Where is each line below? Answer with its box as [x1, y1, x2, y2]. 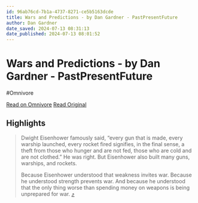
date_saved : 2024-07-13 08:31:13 [6, 25, 90, 32]
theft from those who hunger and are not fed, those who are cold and [20, 147, 192, 154]
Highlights [6, 118, 46, 129]
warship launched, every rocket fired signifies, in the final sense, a [20, 140, 185, 147]
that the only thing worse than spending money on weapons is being [20, 184, 190, 191]
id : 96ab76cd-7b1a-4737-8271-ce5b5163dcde [6, 8, 114, 15]
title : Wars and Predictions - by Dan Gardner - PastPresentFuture [6, 14, 178, 20]
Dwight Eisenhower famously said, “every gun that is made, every [20, 134, 183, 141]
